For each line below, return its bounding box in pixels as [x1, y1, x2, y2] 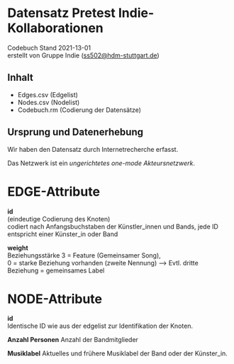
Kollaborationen [7, 20, 104, 36]
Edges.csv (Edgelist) [17, 90, 78, 99]
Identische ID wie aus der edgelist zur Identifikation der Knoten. [7, 321, 194, 331]
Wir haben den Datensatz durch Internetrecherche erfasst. [7, 145, 179, 153]
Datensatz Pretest [7, 5, 116, 21]
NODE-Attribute [7, 291, 103, 307]
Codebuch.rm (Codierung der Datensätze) [17, 105, 142, 114]
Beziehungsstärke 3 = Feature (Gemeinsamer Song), [7, 250, 161, 260]
